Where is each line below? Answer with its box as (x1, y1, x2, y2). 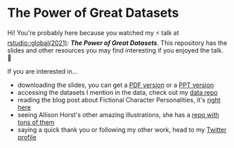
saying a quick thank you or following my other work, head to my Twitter (17, 125, 227, 134)
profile (17, 133, 37, 141)
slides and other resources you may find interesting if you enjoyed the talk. (7, 46, 223, 54)
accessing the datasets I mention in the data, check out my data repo (17, 88, 218, 96)
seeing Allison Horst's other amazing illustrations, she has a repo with (17, 110, 220, 119)
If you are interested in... (7, 67, 78, 75)
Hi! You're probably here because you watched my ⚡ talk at (7, 28, 179, 36)
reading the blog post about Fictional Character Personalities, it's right (17, 95, 221, 104)
